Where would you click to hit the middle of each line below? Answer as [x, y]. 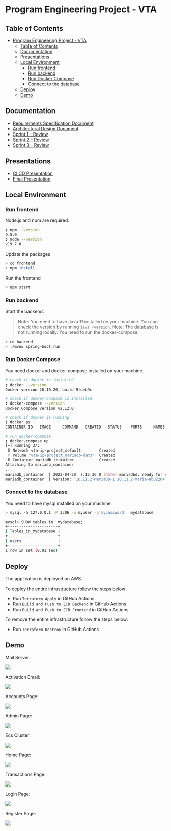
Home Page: [18, 755]
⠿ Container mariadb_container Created [61, 460]
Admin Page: [19, 716]
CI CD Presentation [33, 173]
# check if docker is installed [39, 380]
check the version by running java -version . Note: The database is [88, 327]
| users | [33, 541]
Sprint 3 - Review [31, 145]
